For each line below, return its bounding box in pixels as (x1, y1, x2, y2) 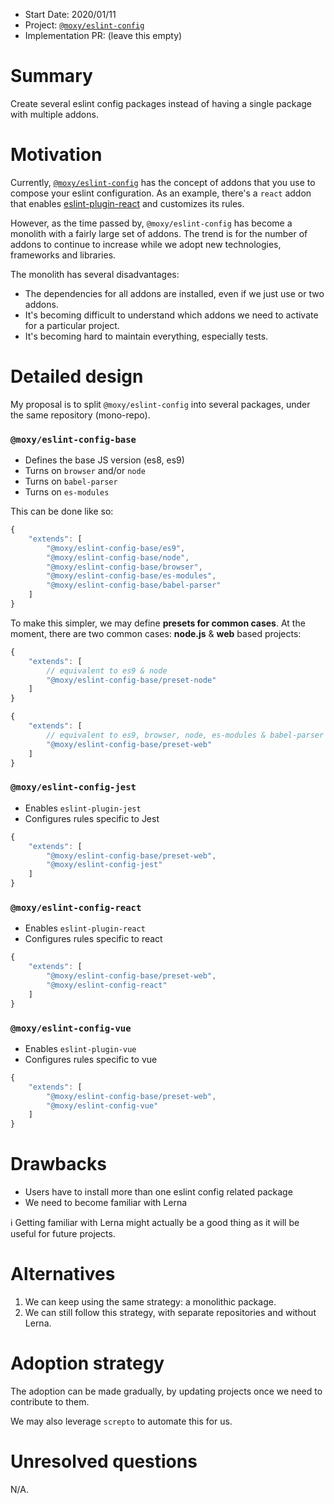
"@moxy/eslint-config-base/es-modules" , (46, 571, 217, 581)
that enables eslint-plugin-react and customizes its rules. (10, 197, 245, 209)
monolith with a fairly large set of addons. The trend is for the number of (10, 227, 308, 239)
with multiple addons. (10, 108, 99, 120)
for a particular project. (24, 319, 120, 331)
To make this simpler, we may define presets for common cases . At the (10, 617, 306, 629)
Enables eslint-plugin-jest (24, 802, 142, 814)
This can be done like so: (10, 505, 114, 518)
